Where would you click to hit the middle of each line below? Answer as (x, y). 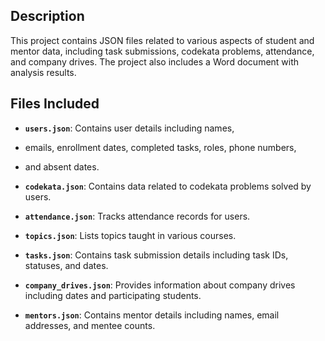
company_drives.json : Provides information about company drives (160, 285)
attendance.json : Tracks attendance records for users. (137, 216)
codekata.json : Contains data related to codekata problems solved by (168, 186)
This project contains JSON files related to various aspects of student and (162, 40)
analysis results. (43, 72)
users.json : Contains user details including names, (129, 128)
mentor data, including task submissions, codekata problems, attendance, (162, 51)
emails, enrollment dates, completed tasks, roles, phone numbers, (160, 147)
